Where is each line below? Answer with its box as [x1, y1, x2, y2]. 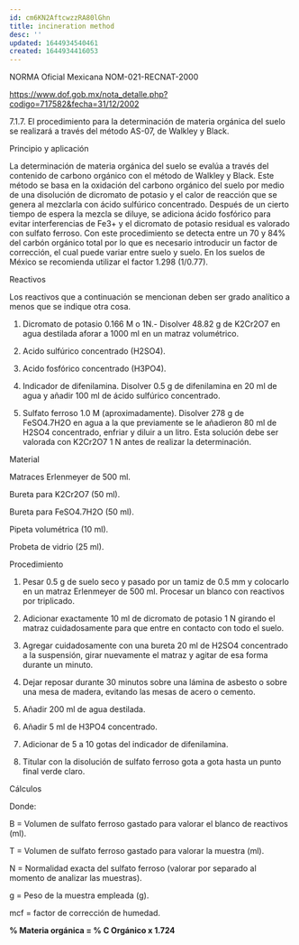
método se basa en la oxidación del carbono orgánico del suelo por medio [9, 180, 285, 190]
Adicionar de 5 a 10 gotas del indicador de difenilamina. [22, 739, 229, 750]
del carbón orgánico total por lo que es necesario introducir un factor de [9, 237, 277, 248]
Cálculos [9, 783, 42, 794]
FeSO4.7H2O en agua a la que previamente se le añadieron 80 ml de [22, 417, 277, 429]
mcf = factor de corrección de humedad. [9, 908, 160, 919]
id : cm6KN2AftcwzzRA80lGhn [9, 13, 111, 23]
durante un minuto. [22, 660, 94, 671]
